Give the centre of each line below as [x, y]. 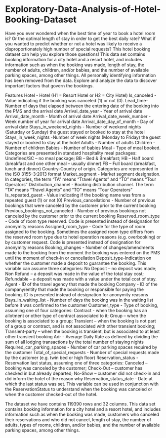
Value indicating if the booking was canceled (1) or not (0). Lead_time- [77, 100]
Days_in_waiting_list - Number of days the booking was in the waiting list [79, 300]
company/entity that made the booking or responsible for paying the [75, 289]
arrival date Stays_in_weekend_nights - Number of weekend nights [73, 126]
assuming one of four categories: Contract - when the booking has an [76, 310]
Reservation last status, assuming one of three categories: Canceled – [76, 363]
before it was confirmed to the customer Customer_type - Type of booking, [82, 305]
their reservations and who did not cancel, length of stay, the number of [78, 419]
